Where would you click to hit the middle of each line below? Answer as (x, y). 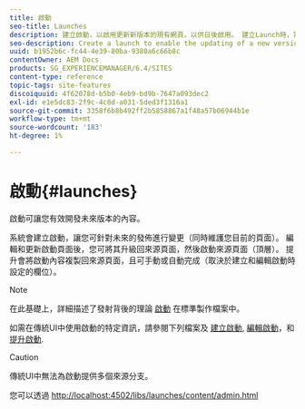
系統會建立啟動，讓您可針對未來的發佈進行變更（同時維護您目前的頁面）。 (147, 238)
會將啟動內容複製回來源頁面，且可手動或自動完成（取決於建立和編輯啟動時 (156, 260)
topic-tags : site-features (60, 85)
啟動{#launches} (74, 192)
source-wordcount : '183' (56, 128)
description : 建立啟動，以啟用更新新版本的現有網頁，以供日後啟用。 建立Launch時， (151, 34)
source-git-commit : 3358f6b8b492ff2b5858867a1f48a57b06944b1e (129, 111)
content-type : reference (56, 77)
